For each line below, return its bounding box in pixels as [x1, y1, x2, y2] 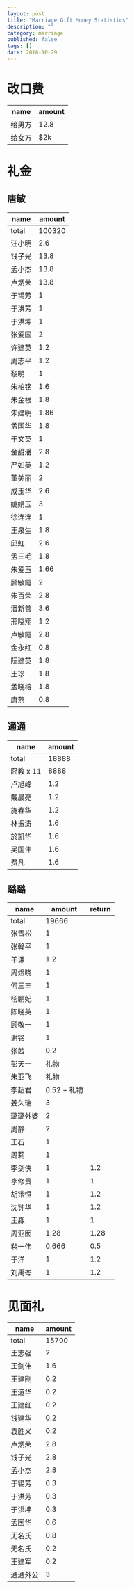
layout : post [7, 10, 45, 17]
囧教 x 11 [10, 766, 42, 776]
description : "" [7, 23, 54, 30]
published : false [7, 36, 58, 43]
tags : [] [7, 42, 33, 49]
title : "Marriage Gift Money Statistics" [7, 17, 129, 24]
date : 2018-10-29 [7, 49, 58, 56]
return [90, 904, 111, 914]
